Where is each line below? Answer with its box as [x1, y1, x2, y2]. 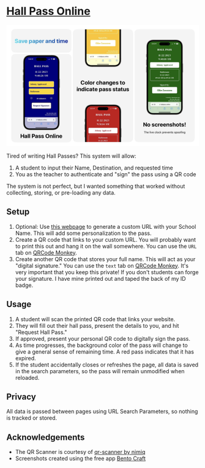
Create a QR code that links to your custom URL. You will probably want [15, 236, 196, 243]
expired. [15, 354, 37, 362]
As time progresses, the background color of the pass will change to [15, 341, 188, 349]
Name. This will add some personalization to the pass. [15, 229, 152, 237]
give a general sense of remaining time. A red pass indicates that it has [15, 347, 195, 355]
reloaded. [15, 374, 40, 381]
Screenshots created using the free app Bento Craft [15, 455, 146, 462]
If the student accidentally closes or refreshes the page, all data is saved [15, 361, 199, 368]
